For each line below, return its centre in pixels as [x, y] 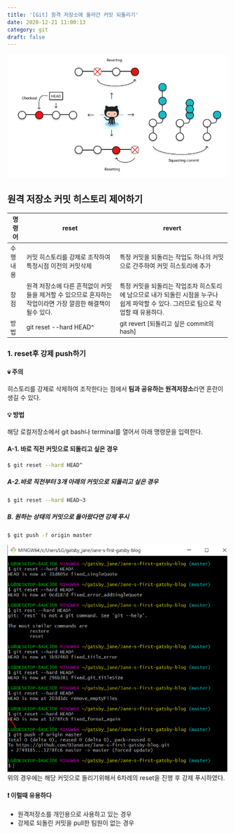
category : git [28, 29]
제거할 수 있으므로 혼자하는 [76, 294]
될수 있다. [39, 312]
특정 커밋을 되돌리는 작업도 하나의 [165, 257]
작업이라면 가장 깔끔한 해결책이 [68, 303]
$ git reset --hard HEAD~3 [47, 500]
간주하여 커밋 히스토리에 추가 [172, 266]
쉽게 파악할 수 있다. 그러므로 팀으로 [167, 303]
